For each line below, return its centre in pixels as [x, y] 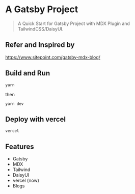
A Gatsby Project [42, 9]
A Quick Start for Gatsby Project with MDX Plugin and [74, 23]
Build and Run [28, 73]
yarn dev [15, 104]
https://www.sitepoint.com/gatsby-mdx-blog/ [53, 57]
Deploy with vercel [36, 119]
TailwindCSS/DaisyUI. [40, 29]
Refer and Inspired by [40, 45]
